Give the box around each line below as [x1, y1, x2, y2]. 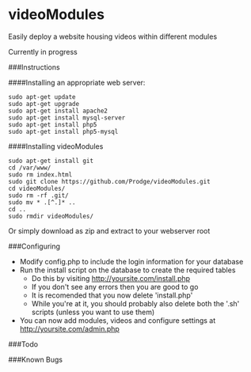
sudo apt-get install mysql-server [8, 113, 126, 122]
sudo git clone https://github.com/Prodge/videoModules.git [8, 177, 211, 185]
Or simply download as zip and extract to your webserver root [8, 226, 211, 235]
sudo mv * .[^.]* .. [8, 198, 77, 207]
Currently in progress [8, 47, 78, 56]
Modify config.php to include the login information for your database [19, 256, 244, 266]
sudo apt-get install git [8, 157, 93, 165]
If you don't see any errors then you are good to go [31, 282, 199, 291]
